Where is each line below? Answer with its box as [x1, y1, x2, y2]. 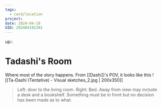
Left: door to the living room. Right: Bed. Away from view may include [17, 86, 157, 93]
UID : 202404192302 [5, 25, 43, 30]
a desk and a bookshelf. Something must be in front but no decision [17, 92, 154, 98]
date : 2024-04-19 [5, 21, 41, 26]
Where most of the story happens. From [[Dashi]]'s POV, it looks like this [5, 72, 151, 78]
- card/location [9, 12, 43, 17]
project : [5, 16, 23, 21]
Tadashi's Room [5, 56, 72, 67]
